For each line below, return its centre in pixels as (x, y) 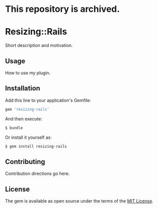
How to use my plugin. (28, 73)
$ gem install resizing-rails (36, 146)
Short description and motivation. (39, 45)
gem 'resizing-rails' (27, 109)
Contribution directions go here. (37, 173)
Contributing (25, 162)
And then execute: (24, 119)
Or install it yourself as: (28, 137)
